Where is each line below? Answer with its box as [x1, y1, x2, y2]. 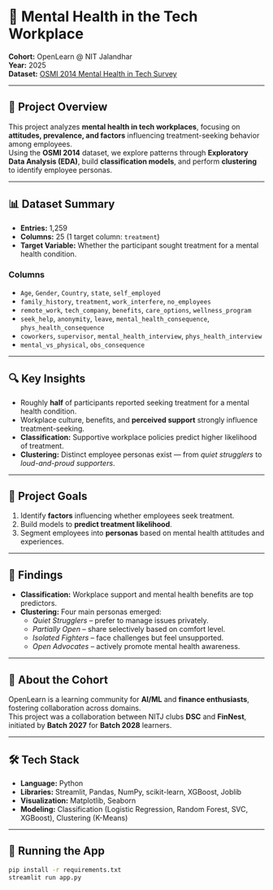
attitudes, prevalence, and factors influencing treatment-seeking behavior [8, 130, 260, 140]
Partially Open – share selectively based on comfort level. [32, 625, 226, 634]
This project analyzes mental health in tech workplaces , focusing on [8, 121, 240, 131]
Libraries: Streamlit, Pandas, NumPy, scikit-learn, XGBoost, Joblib [19, 787, 242, 796]
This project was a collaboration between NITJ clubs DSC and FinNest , [8, 712, 247, 721]
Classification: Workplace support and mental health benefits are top [19, 590, 254, 599]
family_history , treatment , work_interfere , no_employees [19, 296, 211, 306]
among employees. [8, 138, 73, 149]
